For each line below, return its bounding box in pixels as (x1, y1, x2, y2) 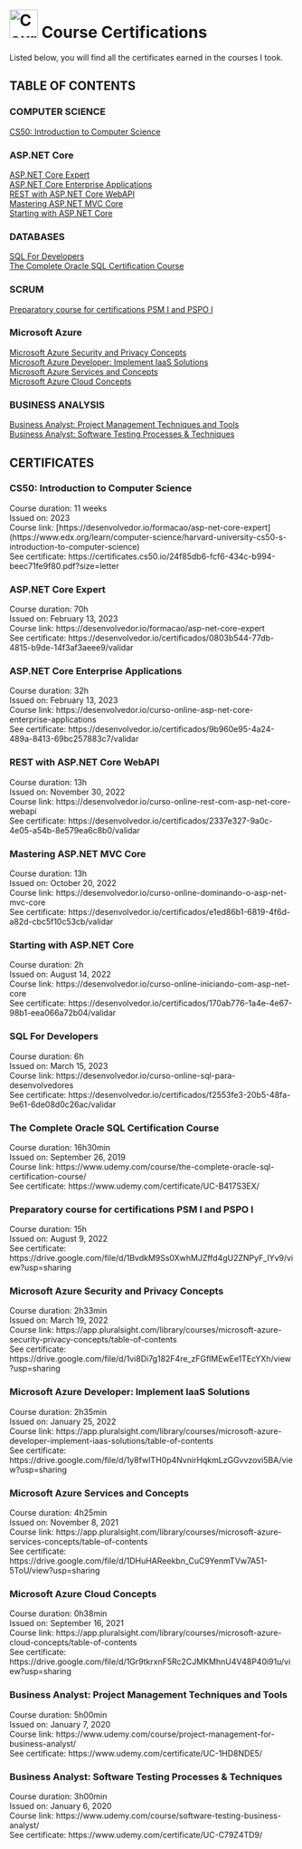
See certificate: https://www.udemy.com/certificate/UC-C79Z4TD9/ (9, 1829, 263, 1840)
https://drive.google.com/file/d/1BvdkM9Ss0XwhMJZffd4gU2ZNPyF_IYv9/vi (9, 1253, 294, 1264)
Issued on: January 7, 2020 (9, 1719, 111, 1729)
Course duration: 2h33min (9, 1305, 108, 1316)
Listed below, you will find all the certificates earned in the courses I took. (9, 52, 283, 63)
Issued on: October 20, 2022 (9, 877, 118, 888)
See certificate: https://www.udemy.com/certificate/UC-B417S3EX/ (9, 1180, 260, 1191)
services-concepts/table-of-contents (9, 1536, 148, 1547)
